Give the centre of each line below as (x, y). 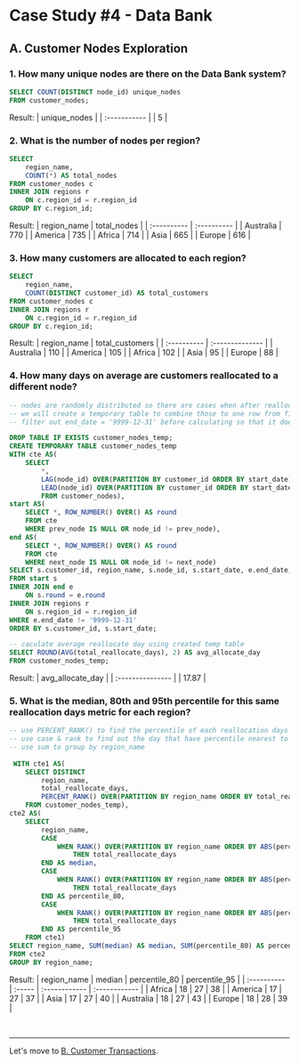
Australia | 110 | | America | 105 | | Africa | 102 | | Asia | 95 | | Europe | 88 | (144, 353)
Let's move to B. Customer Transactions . (84, 1051)
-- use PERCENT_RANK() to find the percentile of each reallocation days (149, 731)
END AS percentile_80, (83, 896)
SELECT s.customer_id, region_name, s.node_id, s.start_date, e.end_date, (151, 571)
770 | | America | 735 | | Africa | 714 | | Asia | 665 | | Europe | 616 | (130, 235)
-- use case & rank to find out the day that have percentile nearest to (149, 739)
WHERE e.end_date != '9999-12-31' (73, 620)
